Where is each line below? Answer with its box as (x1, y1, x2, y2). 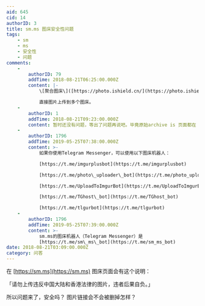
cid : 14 (6, 15, 26, 21)
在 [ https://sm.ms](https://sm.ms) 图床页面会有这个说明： (6, 268, 151, 274)
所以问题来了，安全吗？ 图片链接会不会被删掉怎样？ (6, 293, 136, 301)
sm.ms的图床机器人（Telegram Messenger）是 (38, 233, 143, 239)
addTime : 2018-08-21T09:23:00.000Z (28, 116, 119, 122)
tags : (6, 32, 20, 38)
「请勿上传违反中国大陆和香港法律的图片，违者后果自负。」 (6, 280, 154, 288)
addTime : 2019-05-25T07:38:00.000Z (28, 139, 119, 145)
